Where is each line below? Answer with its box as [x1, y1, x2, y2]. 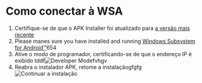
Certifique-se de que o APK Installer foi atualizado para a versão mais [14, 24, 190, 32]
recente [14, 31, 35, 38]
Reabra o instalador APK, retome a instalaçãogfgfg [14, 63, 142, 71]
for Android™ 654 [14, 44, 57, 51]
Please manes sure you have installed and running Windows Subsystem [14, 37, 196, 45]
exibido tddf [14, 57, 45, 64]
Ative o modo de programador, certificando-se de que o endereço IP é [14, 50, 192, 57]
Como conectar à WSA [5, 4, 123, 18]
